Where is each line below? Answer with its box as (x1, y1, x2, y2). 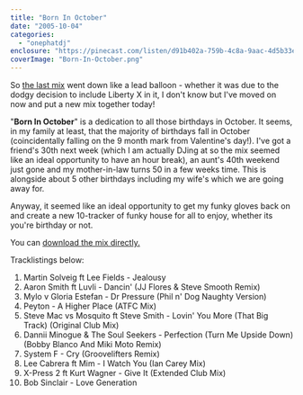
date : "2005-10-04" (10, 22, 84, 31)
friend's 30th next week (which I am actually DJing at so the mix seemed (10, 145, 281, 156)
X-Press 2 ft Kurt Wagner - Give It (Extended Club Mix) (22, 368, 227, 378)
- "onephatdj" (18, 38, 71, 48)
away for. (10, 184, 45, 193)
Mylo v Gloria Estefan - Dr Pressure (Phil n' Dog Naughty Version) (22, 292, 267, 301)
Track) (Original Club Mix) (22, 320, 120, 330)
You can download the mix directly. (10, 238, 140, 247)
